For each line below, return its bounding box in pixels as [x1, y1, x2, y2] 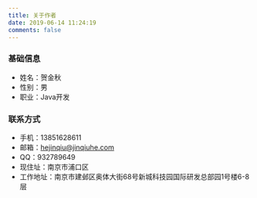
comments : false [8, 26, 61, 34]
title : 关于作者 [8, 11, 57, 20]
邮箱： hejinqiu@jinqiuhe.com [19, 142, 115, 152]
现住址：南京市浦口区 [19, 162, 89, 171]
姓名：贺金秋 [19, 72, 61, 82]
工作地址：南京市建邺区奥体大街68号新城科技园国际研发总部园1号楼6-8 [19, 171, 250, 181]
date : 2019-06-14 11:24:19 [8, 19, 97, 27]
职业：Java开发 [19, 92, 71, 102]
